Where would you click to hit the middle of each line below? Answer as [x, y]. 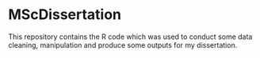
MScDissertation [65, 15]
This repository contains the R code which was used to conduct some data [130, 37]
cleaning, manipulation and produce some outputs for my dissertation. [123, 44]
